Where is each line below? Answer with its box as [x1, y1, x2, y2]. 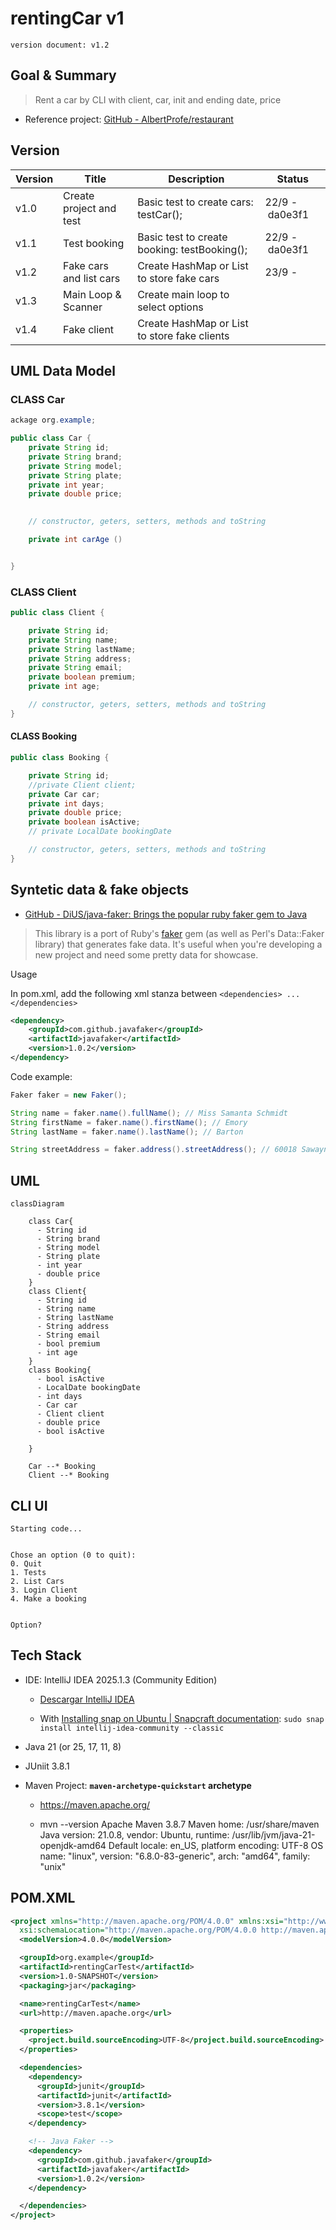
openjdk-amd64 [39, 1839, 107, 1851]
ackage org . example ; [10, 415, 97, 426]
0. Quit [10, 1558, 43, 1569]
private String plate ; [28, 470, 123, 481]
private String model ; [28, 461, 123, 471]
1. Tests [10, 1567, 47, 1577]
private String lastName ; [28, 644, 137, 654]
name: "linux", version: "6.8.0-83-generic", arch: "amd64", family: [39, 1850, 311, 1862]
